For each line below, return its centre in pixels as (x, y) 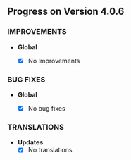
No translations (50, 150)
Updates (30, 142)
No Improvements (54, 61)
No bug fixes (46, 109)
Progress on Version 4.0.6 (66, 12)
